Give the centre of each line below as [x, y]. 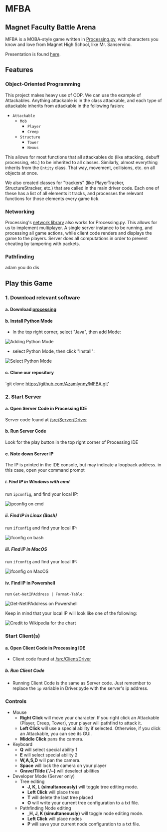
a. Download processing [31, 309]
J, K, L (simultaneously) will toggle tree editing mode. [83, 786]
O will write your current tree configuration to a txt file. [83, 802]
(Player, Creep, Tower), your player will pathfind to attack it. [81, 723]
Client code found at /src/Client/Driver [52, 659]
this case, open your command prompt [45, 470]
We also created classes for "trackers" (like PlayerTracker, [65, 183]
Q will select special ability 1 [49, 749]
